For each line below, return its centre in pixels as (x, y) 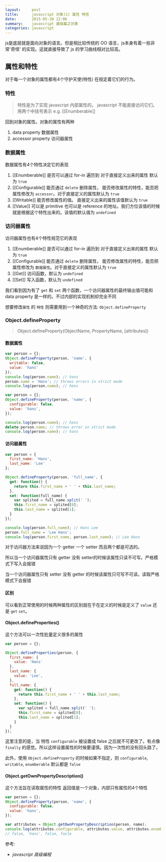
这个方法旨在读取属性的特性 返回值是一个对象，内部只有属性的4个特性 (76, 788)
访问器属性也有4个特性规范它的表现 (41, 238)
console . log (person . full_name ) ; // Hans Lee (52, 528)
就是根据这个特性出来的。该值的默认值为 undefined (64, 212)
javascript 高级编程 (32, 854)
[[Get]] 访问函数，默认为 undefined (47, 273)
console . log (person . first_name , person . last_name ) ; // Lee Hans (73, 537)
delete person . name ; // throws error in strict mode (61, 427)
